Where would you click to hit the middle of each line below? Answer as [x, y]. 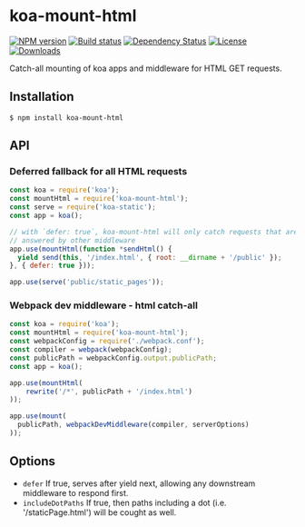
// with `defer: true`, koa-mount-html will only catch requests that [146, 232]
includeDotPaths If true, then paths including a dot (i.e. [124, 502]
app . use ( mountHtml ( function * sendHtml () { [91, 249]
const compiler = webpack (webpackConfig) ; [91, 350]
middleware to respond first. [75, 492]
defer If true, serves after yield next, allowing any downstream [139, 483]
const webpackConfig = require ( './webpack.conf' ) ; [107, 342]
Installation [42, 97]
